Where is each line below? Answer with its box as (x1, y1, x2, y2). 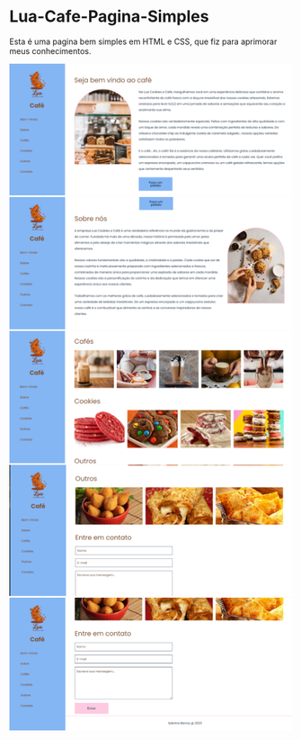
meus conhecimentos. (9, 45, 92, 56)
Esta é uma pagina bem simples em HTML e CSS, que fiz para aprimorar (9, 36, 278, 47)
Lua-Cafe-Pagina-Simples (9, 6, 209, 27)
